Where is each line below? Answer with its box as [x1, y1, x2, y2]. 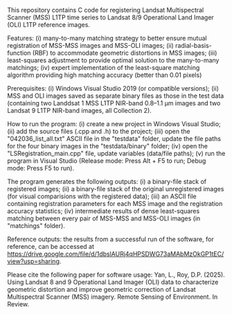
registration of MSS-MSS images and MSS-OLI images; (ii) [7, 42, 175, 49]
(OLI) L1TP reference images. [7, 21, 90, 28]
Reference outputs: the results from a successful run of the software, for [7, 235, 215, 243]
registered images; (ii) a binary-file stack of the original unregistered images [7, 185, 224, 193]
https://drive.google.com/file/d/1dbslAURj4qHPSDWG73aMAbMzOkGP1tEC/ [7, 250, 224, 258]
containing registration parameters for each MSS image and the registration [7, 200, 223, 207]
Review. [7, 300, 30, 308]
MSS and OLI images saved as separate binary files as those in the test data [7, 91, 224, 100]
